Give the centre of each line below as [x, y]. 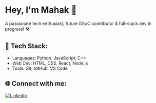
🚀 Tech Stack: [26, 46]
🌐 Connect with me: [36, 84]
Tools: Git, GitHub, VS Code [40, 68]
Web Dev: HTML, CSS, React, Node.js [50, 63]
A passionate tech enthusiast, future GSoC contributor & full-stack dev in [78, 23]
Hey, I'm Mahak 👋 [41, 10]
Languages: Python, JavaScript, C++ [49, 58]
